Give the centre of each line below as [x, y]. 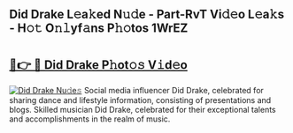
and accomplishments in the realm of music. [90, 119]
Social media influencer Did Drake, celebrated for [173, 90]
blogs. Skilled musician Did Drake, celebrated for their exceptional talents [143, 110]
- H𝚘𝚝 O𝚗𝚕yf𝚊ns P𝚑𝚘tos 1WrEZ [99, 29]
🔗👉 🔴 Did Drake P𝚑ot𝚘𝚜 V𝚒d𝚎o [98, 65]
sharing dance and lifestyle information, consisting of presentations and [140, 100]
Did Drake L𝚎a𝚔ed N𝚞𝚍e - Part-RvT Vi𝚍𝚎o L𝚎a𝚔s [147, 15]
